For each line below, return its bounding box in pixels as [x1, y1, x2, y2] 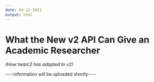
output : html [5, 12, 33, 17]
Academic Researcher [5, 45, 100, 56]
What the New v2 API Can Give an [5, 34, 150, 46]
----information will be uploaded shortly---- [5, 71, 96, 77]
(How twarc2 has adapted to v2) [5, 61, 74, 67]
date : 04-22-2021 [5, 7, 42, 13]
